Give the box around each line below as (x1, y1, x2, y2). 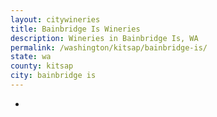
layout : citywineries (10, 14, 101, 25)
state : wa (10, 52, 52, 62)
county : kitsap (10, 61, 74, 71)
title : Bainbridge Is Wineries (10, 24, 141, 34)
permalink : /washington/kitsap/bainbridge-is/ (10, 42, 208, 53)
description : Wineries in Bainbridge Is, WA (10, 33, 199, 43)
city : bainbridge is (10, 71, 97, 81)
